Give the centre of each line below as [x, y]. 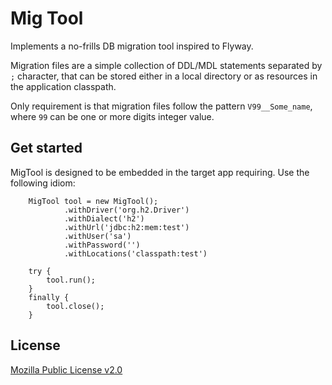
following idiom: [43, 183]
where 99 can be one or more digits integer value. [112, 116]
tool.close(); [75, 306]
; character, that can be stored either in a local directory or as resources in [164, 76]
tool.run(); [71, 280]
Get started [46, 148]
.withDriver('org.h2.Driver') [126, 210]
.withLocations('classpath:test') [135, 253]
